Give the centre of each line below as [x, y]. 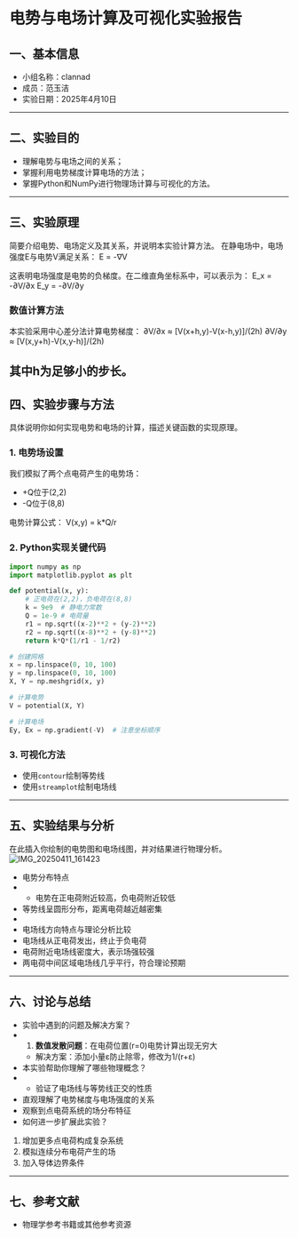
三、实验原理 [44, 223]
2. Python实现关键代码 [58, 547]
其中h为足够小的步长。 [71, 371]
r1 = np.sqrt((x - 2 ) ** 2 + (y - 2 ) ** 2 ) [91, 624]
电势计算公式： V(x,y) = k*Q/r [63, 523]
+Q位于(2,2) [44, 492]
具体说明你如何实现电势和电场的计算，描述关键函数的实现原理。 [125, 427]
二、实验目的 [44, 138]
